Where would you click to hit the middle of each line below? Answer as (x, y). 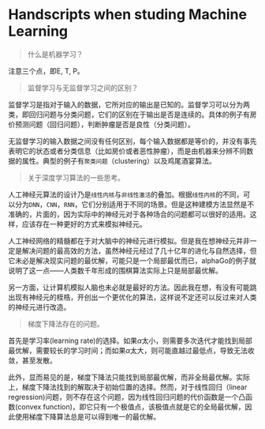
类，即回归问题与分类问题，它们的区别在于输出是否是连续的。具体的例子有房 (132, 114)
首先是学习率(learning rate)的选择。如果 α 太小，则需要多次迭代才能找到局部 (130, 341)
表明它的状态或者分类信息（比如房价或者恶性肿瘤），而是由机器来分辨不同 (127, 151)
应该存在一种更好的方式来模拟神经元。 (84, 224)
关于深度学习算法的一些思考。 (76, 177)
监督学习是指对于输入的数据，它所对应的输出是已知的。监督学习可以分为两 (129, 104)
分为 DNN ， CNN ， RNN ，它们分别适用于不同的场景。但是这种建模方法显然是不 (134, 204)
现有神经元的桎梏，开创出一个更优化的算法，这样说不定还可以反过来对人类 (136, 297)
